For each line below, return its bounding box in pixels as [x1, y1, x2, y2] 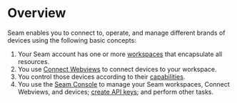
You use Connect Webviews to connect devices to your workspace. [17, 65, 217, 73]
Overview [7, 5, 66, 21]
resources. [17, 57, 50, 65]
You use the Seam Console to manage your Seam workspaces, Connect [17, 80, 230, 88]
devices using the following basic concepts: [7, 36, 137, 44]
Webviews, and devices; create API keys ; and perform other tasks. [17, 87, 214, 96]
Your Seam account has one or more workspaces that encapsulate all [17, 50, 223, 58]
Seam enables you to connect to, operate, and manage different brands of [7, 28, 226, 37]
